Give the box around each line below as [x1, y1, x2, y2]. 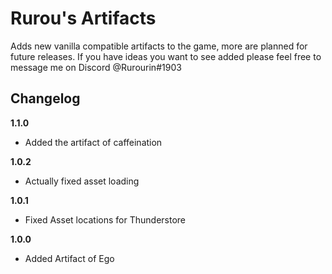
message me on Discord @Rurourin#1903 [10, 61, 182, 73]
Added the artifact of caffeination [24, 136, 163, 148]
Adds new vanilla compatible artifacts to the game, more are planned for [10, 40, 308, 52]
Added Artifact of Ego [24, 252, 115, 264]
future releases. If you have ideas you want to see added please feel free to [10, 50, 322, 62]
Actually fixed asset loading [24, 175, 140, 187]
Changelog [10, 90, 81, 107]
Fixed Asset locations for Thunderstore [24, 213, 186, 226]
